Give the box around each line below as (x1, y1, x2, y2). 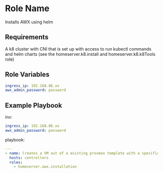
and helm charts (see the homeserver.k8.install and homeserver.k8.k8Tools (5, 51, 156, 57)
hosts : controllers (9, 155, 49, 160)
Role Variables (5, 70, 49, 79)
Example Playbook (5, 101, 62, 109)
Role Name (5, 3, 49, 14)
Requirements (5, 33, 49, 41)
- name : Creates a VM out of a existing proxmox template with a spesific (5, 151, 160, 156)
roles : (9, 160, 23, 165)
